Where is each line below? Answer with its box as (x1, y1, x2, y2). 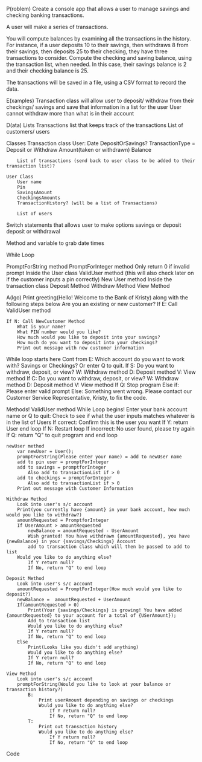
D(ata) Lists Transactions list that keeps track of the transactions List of (6, 122, 184, 129)
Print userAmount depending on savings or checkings (38, 697, 174, 703)
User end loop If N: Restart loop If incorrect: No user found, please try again (6, 425, 195, 432)
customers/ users (6, 128, 50, 135)
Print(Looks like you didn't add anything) (28, 644, 139, 650)
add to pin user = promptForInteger (17, 459, 110, 465)
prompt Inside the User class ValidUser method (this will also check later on (6, 269, 194, 276)
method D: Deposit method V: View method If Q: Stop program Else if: (6, 381, 179, 388)
